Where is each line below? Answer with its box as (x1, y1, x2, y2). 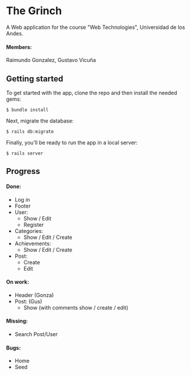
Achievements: (14, 240, 51, 247)
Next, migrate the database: (6, 117, 74, 124)
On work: (6, 278, 29, 285)
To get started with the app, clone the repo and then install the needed (6, 89, 177, 96)
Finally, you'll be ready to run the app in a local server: (6, 139, 138, 146)
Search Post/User (14, 330, 58, 337)
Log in (14, 196, 31, 203)
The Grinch (6, 4, 62, 18)
